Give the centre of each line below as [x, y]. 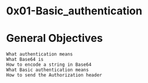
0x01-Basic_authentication [74, 11]
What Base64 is [25, 60]
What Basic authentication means [48, 70]
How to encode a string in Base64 [49, 65]
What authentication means [40, 54]
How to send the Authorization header [54, 75]
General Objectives [54, 39]
